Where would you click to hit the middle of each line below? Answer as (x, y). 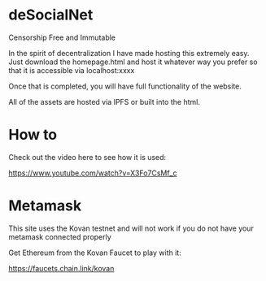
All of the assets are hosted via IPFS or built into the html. (105, 102)
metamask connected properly (60, 236)
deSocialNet (51, 15)
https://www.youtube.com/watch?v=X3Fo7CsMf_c (93, 173)
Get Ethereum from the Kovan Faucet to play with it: (95, 253)
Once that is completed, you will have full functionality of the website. (125, 86)
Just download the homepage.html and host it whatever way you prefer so (133, 62)
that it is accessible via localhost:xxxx (72, 70)
